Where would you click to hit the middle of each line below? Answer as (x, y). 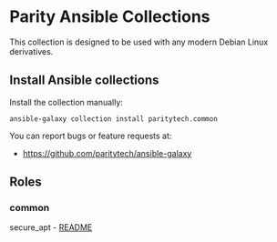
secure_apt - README (51, 227)
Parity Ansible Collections (110, 17)
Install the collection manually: (66, 102)
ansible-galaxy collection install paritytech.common (114, 119)
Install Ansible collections (84, 81)
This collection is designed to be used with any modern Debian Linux (139, 42)
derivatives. (31, 51)
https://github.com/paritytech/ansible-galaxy (107, 153)
